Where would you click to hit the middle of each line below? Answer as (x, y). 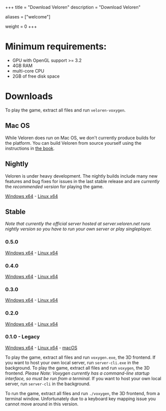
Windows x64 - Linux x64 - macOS (41, 347)
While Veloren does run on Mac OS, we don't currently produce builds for (80, 138)
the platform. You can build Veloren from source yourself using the (73, 143)
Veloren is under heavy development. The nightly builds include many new (82, 176)
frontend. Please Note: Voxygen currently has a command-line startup (78, 373)
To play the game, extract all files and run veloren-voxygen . (65, 110)
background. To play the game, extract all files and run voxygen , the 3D (78, 368)
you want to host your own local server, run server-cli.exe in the (72, 362)
